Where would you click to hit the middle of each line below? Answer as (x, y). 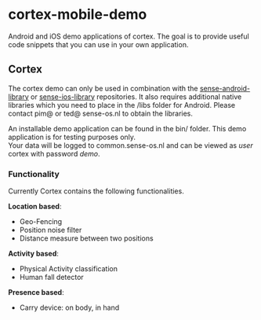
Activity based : (33, 254)
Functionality (34, 174)
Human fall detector (51, 278)
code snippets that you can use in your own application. (98, 44)
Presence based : (36, 292)
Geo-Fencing (41, 222)
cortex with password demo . (54, 153)
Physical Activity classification (68, 269)
